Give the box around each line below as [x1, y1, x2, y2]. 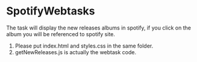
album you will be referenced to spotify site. [6, 30, 116, 37]
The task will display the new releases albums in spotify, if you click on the [6, 24, 192, 31]
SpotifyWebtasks [6, 4, 95, 18]
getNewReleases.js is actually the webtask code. [14, 48, 137, 55]
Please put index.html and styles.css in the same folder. [14, 42, 154, 49]
